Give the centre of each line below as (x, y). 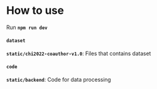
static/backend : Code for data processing (58, 80)
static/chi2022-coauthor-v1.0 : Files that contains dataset (79, 54)
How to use (35, 11)
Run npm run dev (27, 27)
